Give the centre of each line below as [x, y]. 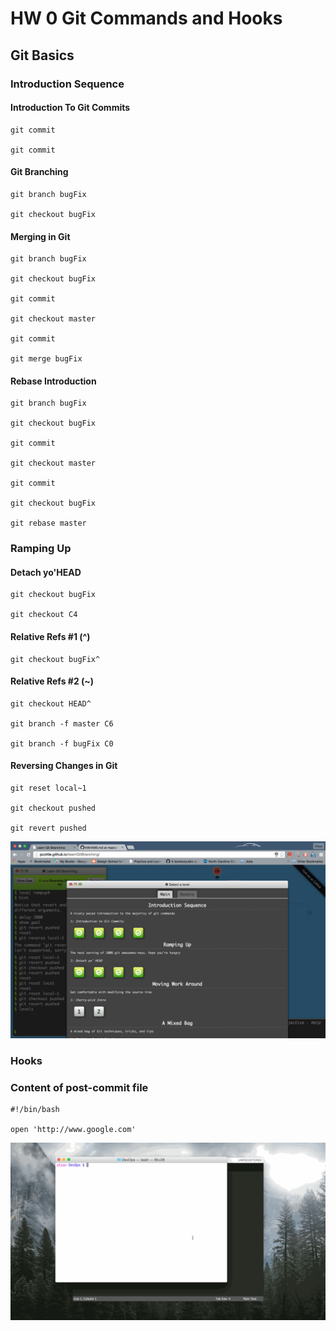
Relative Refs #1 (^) [50, 637]
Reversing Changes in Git [64, 766]
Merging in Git [40, 236]
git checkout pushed [53, 808]
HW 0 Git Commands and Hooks [146, 18]
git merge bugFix [46, 359]
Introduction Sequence [67, 84]
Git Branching [39, 172]
